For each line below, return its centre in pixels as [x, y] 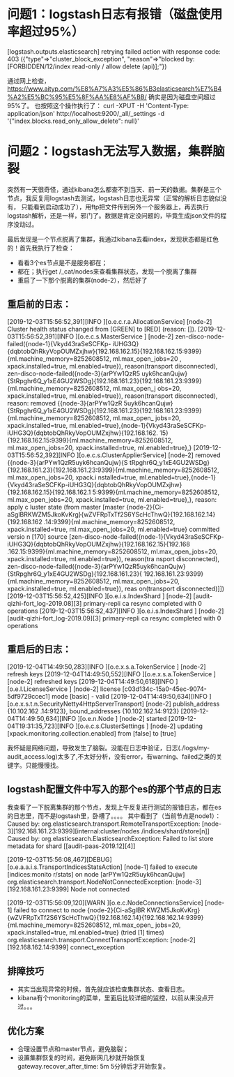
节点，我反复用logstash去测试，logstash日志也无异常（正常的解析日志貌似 [114, 198]
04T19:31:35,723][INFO [41, 726]
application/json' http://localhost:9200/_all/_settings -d [86, 113]
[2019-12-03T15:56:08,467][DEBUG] [60, 860]
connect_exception [97, 947]
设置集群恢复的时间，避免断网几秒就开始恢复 [81, 1057]
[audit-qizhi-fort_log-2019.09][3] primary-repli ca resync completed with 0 [114, 618]
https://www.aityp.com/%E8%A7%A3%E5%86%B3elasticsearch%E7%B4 [115, 89]
